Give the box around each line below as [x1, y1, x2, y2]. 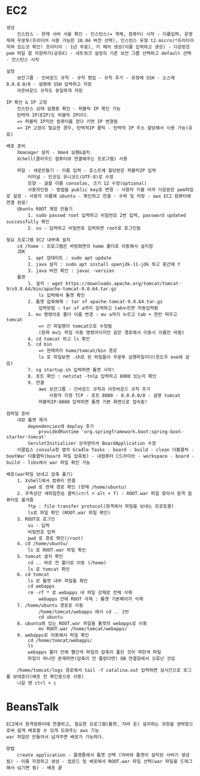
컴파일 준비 [6, 411, 30, 417]
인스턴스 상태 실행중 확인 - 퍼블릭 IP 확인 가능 [17, 106, 121, 112]
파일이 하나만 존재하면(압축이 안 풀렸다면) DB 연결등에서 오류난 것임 [28, 655, 175, 661]
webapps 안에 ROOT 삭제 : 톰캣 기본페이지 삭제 [38, 596, 144, 602]
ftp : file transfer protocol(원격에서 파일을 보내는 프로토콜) [28, 503, 174, 509]
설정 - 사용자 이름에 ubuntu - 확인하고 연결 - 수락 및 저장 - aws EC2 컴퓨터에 [13, 193, 191, 199]
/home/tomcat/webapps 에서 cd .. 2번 [38, 608, 129, 615]
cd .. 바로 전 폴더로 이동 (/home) [28, 560, 107, 566]
